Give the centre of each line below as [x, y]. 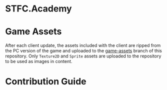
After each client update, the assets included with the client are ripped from [83, 45]
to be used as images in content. [39, 61]
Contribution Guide [46, 82]
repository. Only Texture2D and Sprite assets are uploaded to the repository [83, 56]
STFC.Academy [38, 9]
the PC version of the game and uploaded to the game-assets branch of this [84, 51]
